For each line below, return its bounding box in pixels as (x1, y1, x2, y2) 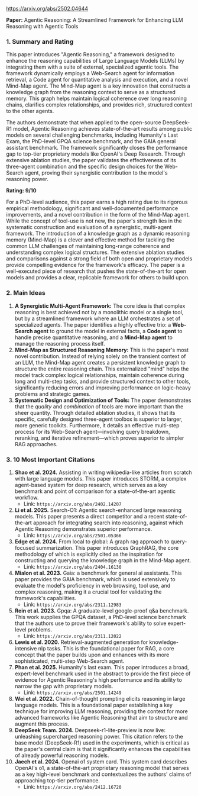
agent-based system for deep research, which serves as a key (14, 481, 167, 488)
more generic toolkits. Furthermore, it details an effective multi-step (14, 421, 180, 428)
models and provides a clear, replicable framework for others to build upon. (6, 274, 190, 281)
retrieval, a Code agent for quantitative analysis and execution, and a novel (6, 76, 188, 83)
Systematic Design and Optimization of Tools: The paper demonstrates (14, 397, 191, 404)
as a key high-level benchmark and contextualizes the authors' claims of (14, 771, 191, 778)
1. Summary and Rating (6, 37, 74, 46)
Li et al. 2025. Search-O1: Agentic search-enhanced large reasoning (14, 506, 182, 514)
